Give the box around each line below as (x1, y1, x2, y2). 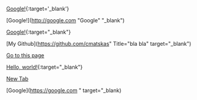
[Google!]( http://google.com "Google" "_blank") (6, 17, 125, 23)
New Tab (6, 75, 29, 82)
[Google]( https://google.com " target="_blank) (6, 87, 122, 94)
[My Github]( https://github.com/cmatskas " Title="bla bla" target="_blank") (6, 40, 192, 47)
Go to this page (6, 52, 45, 59)
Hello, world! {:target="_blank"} (6, 63, 83, 70)
